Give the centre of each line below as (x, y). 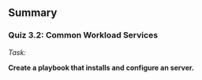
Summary (33, 13)
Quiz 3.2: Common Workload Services (83, 35)
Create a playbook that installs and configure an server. (101, 67)
